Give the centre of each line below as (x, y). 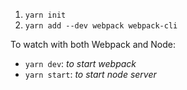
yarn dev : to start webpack (80, 63)
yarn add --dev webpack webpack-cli (101, 26)
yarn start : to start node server (90, 74)
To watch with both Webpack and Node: (93, 44)
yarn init (45, 15)
